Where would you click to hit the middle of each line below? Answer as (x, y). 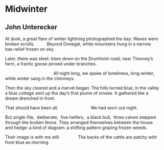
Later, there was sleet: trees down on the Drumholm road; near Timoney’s (79, 59)
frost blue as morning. (27, 142)
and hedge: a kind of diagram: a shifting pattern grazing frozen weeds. (76, 128)
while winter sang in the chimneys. (40, 78)
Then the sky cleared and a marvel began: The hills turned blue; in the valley (82, 88)
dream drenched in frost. (30, 98)
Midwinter (26, 9)
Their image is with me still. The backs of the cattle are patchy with (81, 137)
